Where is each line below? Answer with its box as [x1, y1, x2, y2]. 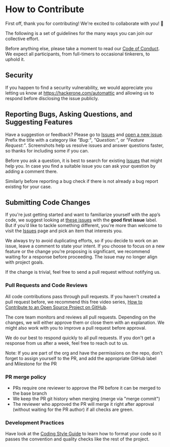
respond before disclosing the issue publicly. [5, 95, 99, 101]
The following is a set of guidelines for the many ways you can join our [5, 30, 153, 36]
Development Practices [5, 419, 64, 426]
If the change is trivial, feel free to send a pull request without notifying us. [5, 269, 161, 275]
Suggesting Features [5, 118, 73, 126]
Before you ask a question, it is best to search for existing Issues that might [5, 157, 162, 164]
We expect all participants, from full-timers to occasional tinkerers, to [5, 51, 150, 57]
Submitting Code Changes [5, 198, 90, 207]
